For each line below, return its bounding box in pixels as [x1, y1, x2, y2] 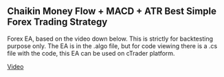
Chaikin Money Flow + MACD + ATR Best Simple [7, 5, 217, 17]
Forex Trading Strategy [7, 16, 108, 28]
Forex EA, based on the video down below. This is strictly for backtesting [7, 34, 213, 43]
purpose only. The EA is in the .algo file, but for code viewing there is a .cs [7, 41, 218, 50]
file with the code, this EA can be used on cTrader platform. [7, 49, 175, 57]
